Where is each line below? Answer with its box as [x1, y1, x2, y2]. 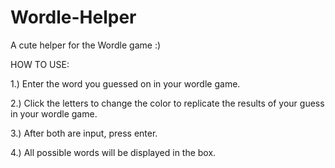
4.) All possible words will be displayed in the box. [10, 146, 217, 158]
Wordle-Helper [10, 6, 137, 29]
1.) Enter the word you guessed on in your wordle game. [10, 77, 241, 90]
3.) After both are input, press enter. [10, 127, 158, 139]
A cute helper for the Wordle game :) [10, 39, 162, 51]
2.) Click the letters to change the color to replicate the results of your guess [10, 97, 325, 109]
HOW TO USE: [10, 58, 70, 70]
